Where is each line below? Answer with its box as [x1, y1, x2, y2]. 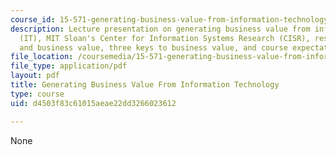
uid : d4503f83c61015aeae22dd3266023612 [10, 98, 177, 108]
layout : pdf [10, 71, 60, 81]
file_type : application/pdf [10, 61, 128, 71]
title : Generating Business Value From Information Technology [10, 80, 280, 90]
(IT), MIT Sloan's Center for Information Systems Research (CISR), [19, 33, 311, 43]
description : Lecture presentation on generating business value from [10, 24, 311, 34]
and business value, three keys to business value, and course [19, 42, 288, 53]
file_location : [10, 52, 74, 62]
